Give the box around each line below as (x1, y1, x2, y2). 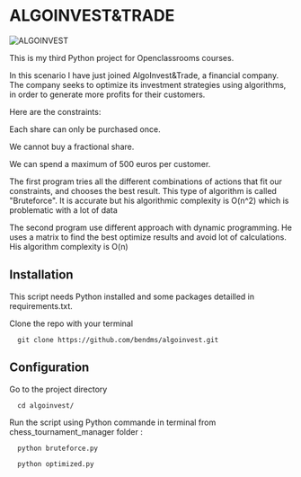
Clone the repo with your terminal (9, 318, 133, 329)
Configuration (9, 360, 90, 375)
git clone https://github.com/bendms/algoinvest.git (17, 335, 219, 344)
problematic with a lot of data (9, 204, 119, 216)
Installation (9, 267, 74, 283)
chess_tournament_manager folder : (9, 426, 144, 437)
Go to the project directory (9, 384, 108, 394)
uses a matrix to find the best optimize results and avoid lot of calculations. (9, 231, 288, 243)
